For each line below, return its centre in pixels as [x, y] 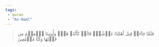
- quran [15, 15]
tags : [11, 10]
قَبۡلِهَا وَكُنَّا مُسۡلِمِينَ [37, 39]
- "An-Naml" [20, 19]
